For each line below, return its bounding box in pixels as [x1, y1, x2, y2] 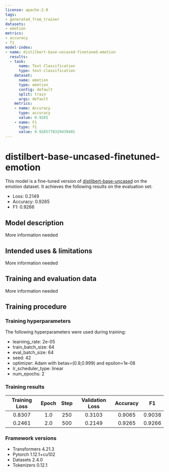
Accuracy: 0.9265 [12, 198, 50, 205]
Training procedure [5, 303, 67, 311]
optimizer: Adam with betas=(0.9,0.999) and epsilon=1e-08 [12, 360, 136, 366]
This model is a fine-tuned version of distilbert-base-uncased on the [5, 178, 147, 184]
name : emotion [18, 78, 49, 83]
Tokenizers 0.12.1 [12, 462, 48, 468]
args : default [18, 96, 49, 101]
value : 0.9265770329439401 [18, 129, 75, 134]
